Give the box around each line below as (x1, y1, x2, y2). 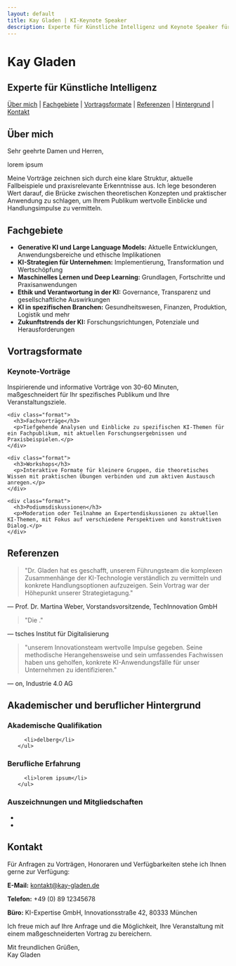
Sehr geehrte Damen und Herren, (7, 147, 104, 155)
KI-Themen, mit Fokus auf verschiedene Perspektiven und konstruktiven (7, 516, 221, 523)
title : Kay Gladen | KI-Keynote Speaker (7, 17, 128, 24)
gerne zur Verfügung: (7, 867, 70, 876)
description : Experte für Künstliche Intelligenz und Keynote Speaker (7, 23, 218, 30)
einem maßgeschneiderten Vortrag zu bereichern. (7, 929, 152, 938)
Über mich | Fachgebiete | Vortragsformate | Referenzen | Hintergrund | (7, 100, 214, 109)
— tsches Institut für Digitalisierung (7, 629, 110, 637)
